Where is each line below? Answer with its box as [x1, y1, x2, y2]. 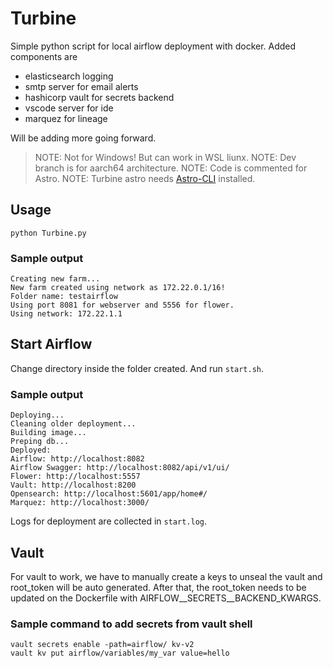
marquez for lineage [24, 112, 108, 124]
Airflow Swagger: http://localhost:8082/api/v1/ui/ [10, 463, 230, 473]
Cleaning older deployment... [10, 419, 137, 429]
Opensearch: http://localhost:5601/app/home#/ [10, 489, 208, 499]
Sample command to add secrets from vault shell [10, 617, 253, 631]
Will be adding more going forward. [10, 132, 157, 144]
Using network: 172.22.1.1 [10, 309, 123, 319]
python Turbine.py [10, 228, 87, 238]
